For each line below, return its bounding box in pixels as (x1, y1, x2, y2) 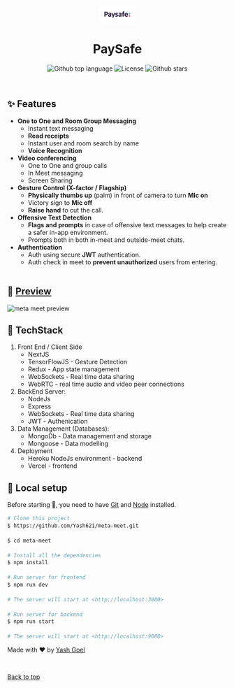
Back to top (7, 673, 41, 681)
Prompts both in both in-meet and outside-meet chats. (27, 236, 185, 244)
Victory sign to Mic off (27, 198, 93, 207)
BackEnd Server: (17, 387, 66, 396)
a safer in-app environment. (27, 228, 108, 236)
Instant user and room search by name (27, 138, 140, 148)
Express (27, 402, 52, 410)
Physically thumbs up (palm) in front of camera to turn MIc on (27, 191, 208, 199)
